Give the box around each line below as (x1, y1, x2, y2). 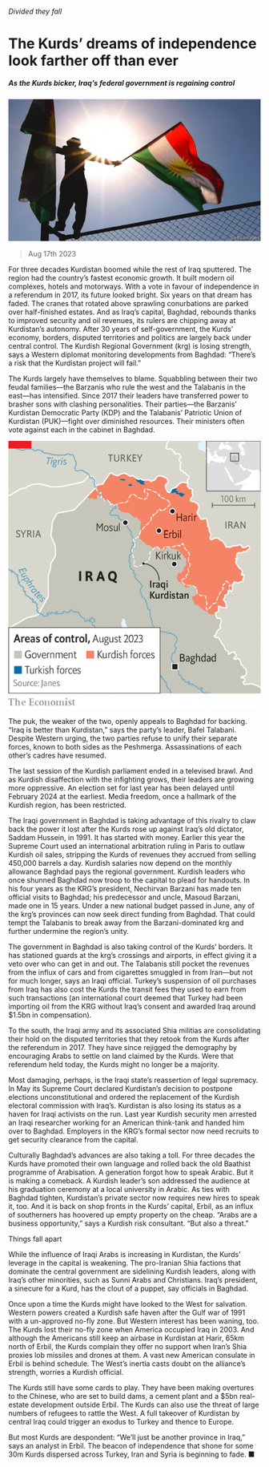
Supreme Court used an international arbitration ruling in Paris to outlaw (8, 842, 246, 851)
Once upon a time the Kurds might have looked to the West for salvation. (8, 1299, 247, 1309)
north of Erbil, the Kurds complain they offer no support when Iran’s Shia (8, 1342, 247, 1352)
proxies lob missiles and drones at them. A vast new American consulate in (8, 1351, 255, 1360)
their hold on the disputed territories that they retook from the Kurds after (8, 1034, 250, 1044)
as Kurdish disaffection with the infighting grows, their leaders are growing (8, 774, 255, 785)
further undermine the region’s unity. (8, 927, 130, 936)
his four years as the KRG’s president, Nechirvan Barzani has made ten (8, 884, 242, 894)
